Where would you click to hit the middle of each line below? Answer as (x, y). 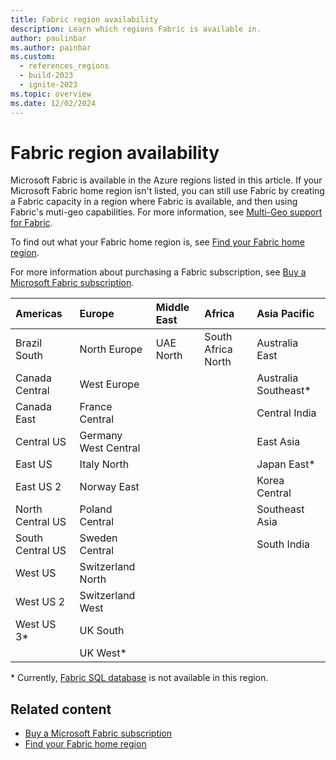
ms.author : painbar (51, 47)
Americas (39, 314)
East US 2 (38, 487)
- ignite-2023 (48, 85)
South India (283, 544)
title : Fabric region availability (84, 19)
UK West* (103, 653)
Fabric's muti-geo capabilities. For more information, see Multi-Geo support (166, 212)
